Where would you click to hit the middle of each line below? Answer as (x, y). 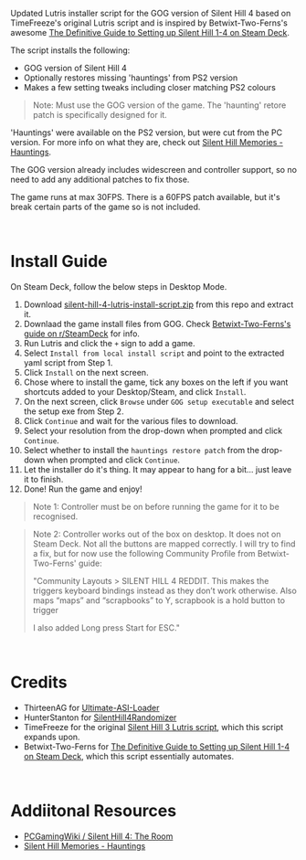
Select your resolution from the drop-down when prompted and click (153, 430)
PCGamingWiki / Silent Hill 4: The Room (98, 836)
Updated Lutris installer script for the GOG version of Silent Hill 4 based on (151, 13)
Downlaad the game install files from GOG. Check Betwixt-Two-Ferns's (157, 324)
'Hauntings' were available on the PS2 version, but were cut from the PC (146, 133)
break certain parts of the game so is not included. (106, 207)
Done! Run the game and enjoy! (83, 489)
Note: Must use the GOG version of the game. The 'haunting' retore (159, 105)
